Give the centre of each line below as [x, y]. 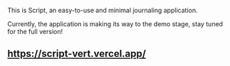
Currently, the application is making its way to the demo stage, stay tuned [115, 24]
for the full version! [35, 32]
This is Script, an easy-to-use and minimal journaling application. [103, 10]
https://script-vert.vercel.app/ [77, 54]
